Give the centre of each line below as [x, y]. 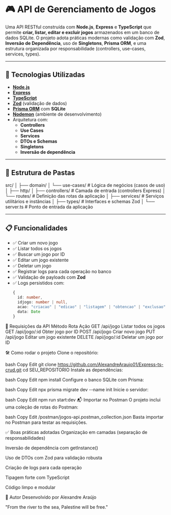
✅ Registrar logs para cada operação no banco [62, 272]
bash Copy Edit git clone [31, 364]
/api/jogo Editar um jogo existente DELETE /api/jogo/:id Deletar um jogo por [84, 337]
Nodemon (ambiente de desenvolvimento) [57, 114]
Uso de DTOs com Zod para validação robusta [54, 457]
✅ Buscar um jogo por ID [39, 254]
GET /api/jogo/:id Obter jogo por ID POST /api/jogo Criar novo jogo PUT [80, 332]
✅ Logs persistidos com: [38, 283]
